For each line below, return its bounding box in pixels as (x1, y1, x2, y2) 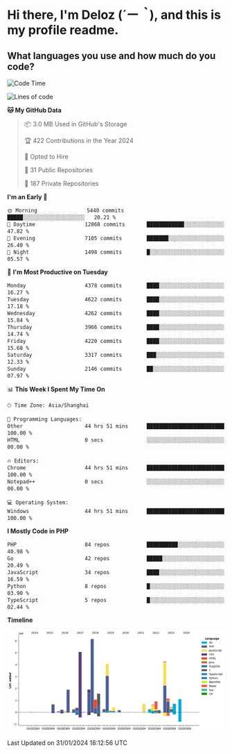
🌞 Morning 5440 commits (7, 207, 125, 214)
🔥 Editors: (7, 458, 39, 464)
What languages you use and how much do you (7, 50, 216, 62)
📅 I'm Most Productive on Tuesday (7, 268, 109, 276)
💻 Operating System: (7, 499, 69, 506)
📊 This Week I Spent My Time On (7, 385, 105, 393)
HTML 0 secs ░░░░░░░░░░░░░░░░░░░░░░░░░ (7, 437, 225, 444)
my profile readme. (7, 22, 119, 38)
